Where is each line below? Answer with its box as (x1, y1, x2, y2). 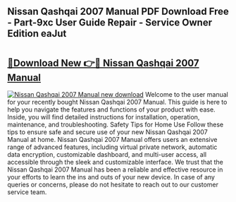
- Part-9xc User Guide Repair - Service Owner (7, 17, 213, 29)
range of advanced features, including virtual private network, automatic (7, 143, 218, 151)
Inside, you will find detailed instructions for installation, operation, (7, 113, 200, 121)
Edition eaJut (7, 28, 67, 40)
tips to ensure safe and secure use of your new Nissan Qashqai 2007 (7, 128, 208, 136)
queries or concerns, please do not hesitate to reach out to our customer (7, 180, 219, 189)
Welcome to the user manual (145, 90, 229, 98)
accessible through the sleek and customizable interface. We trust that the (7, 158, 223, 166)
